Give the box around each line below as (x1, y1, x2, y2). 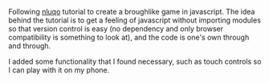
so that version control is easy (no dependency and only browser (8, 24, 224, 33)
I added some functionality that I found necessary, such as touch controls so (8, 56, 262, 66)
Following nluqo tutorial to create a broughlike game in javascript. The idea (8, 7, 255, 16)
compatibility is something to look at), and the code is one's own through (8, 32, 250, 42)
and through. (8, 41, 51, 51)
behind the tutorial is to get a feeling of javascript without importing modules (8, 15, 261, 25)
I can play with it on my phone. (8, 65, 110, 75)
